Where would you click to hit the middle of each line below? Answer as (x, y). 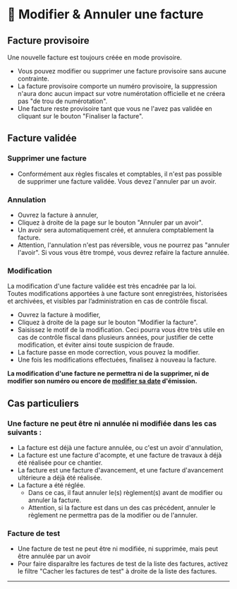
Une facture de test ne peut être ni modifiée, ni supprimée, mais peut (118, 549)
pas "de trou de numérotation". (62, 101)
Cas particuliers (43, 403)
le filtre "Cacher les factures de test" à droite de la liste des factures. (117, 571)
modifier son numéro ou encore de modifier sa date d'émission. (102, 381)
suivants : (25, 432)
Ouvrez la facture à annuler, (58, 215)
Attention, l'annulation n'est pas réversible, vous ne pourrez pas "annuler (123, 245)
